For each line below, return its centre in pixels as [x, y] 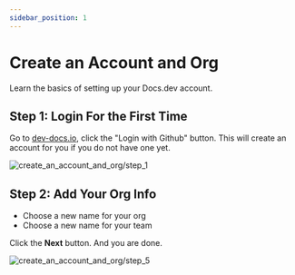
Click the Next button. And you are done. [86, 243]
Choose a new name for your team [87, 226]
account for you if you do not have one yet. [90, 148]
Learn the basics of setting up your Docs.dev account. [111, 88]
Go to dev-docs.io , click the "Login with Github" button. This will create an [148, 138]
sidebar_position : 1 [49, 18]
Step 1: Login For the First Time [98, 116]
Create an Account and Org [114, 62]
